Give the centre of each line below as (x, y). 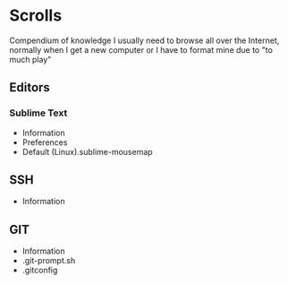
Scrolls (36, 16)
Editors (30, 87)
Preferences (45, 142)
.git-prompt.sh (49, 261)
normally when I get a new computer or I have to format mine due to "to (141, 49)
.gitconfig (40, 271)
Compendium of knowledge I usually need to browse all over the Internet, (144, 40)
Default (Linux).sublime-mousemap (88, 151)
